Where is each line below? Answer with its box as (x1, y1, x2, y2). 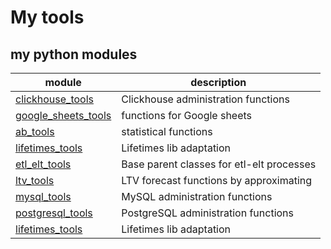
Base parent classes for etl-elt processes (121, 157, 317, 171)
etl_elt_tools (15, 157, 72, 171)
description (190, 76, 247, 89)
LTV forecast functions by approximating (121, 174, 313, 187)
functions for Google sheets (121, 109, 253, 122)
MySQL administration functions (121, 190, 273, 203)
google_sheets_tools (15, 109, 112, 122)
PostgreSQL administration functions (121, 206, 294, 220)
